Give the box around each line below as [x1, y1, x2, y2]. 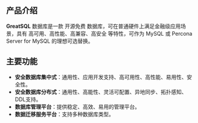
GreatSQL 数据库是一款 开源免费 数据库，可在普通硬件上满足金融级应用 [6, 23, 181, 30]
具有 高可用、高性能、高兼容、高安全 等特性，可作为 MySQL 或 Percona [16, 30, 193, 37]
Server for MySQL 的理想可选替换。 [6, 37, 94, 45]
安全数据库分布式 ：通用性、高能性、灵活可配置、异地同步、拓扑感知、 [14, 88, 187, 95]
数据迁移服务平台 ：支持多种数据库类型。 [14, 111, 114, 118]
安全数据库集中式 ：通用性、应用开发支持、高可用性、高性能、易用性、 [14, 73, 187, 80]
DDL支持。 [14, 96, 42, 103]
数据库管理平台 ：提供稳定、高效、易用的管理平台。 [14, 103, 140, 110]
